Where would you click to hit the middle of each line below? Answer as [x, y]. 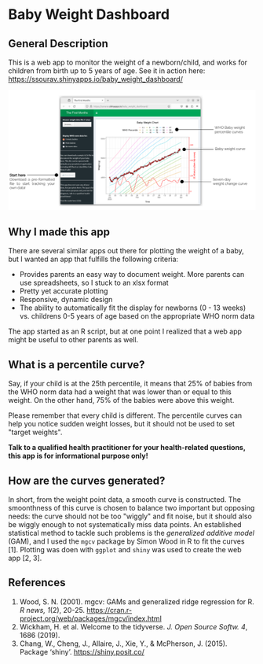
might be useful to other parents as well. [73, 340]
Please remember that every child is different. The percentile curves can [125, 415]
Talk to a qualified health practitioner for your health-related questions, [127, 448]
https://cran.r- [109, 610]
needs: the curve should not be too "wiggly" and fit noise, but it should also [130, 516]
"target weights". [35, 432]
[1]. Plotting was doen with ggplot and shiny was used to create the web [125, 550]
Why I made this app [59, 232]
